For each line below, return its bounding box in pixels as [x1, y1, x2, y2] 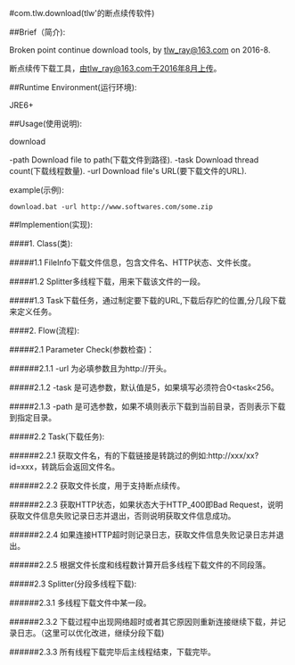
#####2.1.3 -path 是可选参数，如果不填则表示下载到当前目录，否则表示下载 [9, 401, 286, 411]
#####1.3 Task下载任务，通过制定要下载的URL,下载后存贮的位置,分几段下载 [9, 295, 287, 305]
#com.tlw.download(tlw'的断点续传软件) [9, 8, 155, 18]
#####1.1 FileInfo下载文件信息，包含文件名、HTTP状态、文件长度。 [9, 257, 257, 268]
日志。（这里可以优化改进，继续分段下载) [16, 628, 165, 638]
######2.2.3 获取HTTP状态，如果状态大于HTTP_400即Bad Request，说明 [9, 499, 283, 510]
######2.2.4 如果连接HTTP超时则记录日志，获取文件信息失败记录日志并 [9, 529, 276, 540]
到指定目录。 [9, 412, 56, 422]
